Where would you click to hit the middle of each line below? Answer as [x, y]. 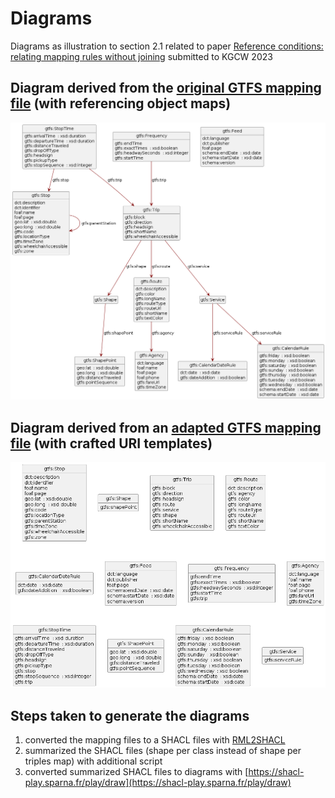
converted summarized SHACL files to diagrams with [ [136, 771]
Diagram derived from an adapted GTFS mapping [166, 427]
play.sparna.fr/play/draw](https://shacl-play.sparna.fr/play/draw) [158, 782]
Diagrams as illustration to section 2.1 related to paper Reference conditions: [167, 46]
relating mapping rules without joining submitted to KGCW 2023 [141, 56]
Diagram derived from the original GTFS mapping [166, 88]
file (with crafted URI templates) [111, 443]
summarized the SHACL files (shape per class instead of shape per [163, 750]
